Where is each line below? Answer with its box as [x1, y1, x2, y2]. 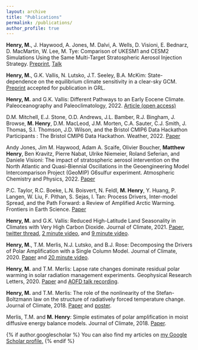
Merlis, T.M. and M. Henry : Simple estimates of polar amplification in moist [6, 313, 189, 320]
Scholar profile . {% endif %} [6, 338, 75, 345]
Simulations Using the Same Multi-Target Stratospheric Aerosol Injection [6, 54, 182, 61]
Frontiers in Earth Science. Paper [6, 205, 87, 213]
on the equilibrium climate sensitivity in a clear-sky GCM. [38, 78, 177, 85]
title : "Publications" [6, 14, 62, 20]
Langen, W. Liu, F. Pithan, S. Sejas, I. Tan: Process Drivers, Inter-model [6, 193, 178, 200]
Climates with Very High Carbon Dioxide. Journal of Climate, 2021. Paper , [6, 223, 185, 231]
